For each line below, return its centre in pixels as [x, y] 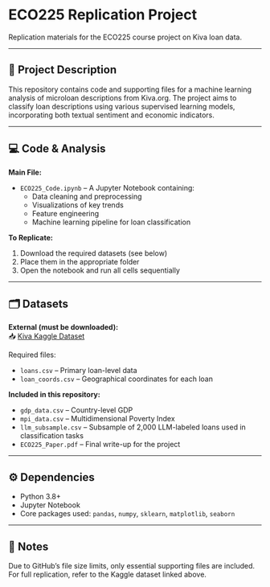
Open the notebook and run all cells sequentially [100, 270]
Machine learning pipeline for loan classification [111, 222]
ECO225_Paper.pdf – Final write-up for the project [100, 445]
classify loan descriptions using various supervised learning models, [122, 106]
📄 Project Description [63, 70]
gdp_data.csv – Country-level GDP [76, 410]
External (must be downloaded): [63, 327]
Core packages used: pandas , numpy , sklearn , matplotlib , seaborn [127, 514]
